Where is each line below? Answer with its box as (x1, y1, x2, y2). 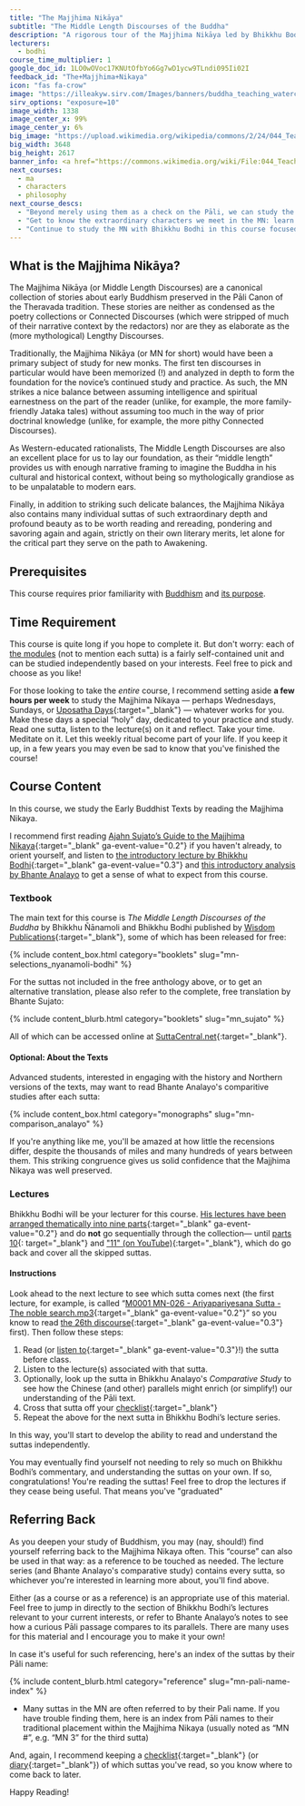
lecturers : (9, 38, 51, 48)
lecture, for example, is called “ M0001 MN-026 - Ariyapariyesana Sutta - (9, 1297, 281, 1308)
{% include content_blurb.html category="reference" (9, 1675, 207, 1686)
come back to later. (9, 1769, 82, 1780)
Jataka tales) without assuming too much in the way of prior (40, 406, 265, 417)
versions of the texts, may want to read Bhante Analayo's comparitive (9, 1082, 270, 1093)
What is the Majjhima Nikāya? (9, 258, 181, 273)
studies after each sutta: (9, 1091, 101, 1102)
